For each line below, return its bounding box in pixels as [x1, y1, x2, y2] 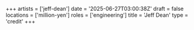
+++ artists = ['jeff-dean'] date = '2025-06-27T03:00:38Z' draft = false [5, 5, 184, 12]
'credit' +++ [5, 18, 36, 25]
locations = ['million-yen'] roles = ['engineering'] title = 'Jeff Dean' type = [5, 11, 189, 19]
